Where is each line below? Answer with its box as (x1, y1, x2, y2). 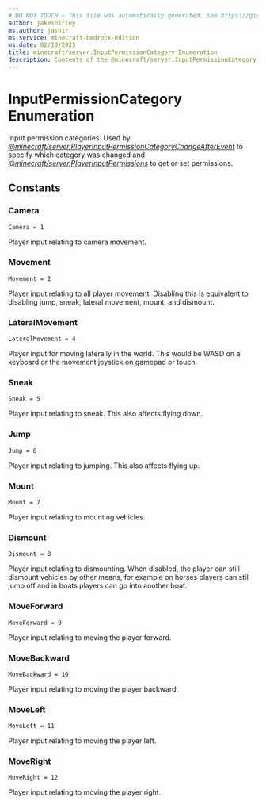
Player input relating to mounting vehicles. (8, 512, 146, 522)
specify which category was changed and (8, 150, 145, 159)
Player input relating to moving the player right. (8, 788, 161, 797)
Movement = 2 (8, 274, 51, 282)
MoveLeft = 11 (8, 723, 55, 730)
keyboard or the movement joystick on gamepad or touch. (8, 358, 198, 367)
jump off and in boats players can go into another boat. (8, 581, 188, 591)
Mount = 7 (8, 498, 41, 506)
